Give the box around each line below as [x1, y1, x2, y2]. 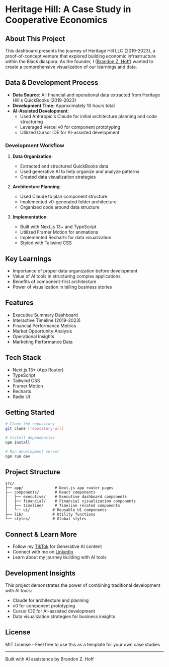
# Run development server [5, 449, 59, 454]
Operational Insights [12, 333, 54, 339]
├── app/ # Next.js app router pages [5, 485, 114, 490]
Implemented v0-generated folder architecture [20, 199, 117, 205]
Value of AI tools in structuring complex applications [12, 273, 121, 279]
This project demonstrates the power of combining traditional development [5, 582, 160, 588]
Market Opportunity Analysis [12, 328, 72, 334]
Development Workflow [5, 142, 64, 149]
